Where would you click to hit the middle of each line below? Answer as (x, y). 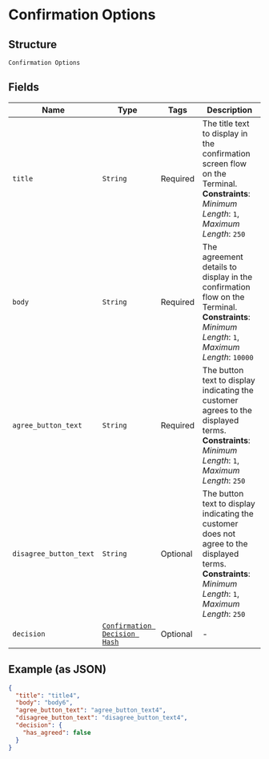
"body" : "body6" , (44, 703)
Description (230, 110)
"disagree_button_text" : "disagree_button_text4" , (102, 718)
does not (219, 534)
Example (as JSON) (57, 670)
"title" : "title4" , (48, 696)
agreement (223, 257)
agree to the (225, 543)
